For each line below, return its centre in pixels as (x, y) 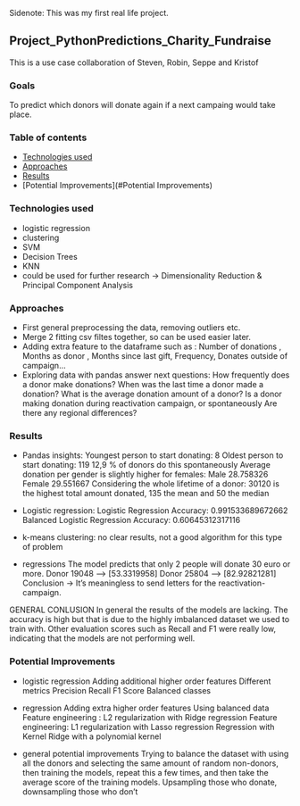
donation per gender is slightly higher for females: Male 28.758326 (145, 474)
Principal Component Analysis (78, 285)
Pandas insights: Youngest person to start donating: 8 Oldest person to (153, 455)
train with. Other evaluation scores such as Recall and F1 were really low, (143, 629)
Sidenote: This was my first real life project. (89, 13)
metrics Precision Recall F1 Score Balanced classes (117, 690)
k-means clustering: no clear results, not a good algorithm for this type (152, 537)
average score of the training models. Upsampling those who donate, (150, 782)
